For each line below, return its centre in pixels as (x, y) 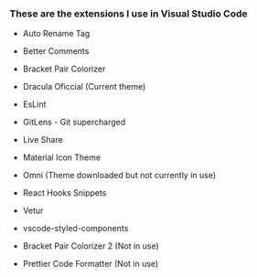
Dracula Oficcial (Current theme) (84, 87)
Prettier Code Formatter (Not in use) (91, 264)
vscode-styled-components (75, 229)
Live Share (43, 140)
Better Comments (56, 51)
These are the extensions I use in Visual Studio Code (129, 14)
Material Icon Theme (62, 157)
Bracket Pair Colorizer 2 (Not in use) (91, 246)
